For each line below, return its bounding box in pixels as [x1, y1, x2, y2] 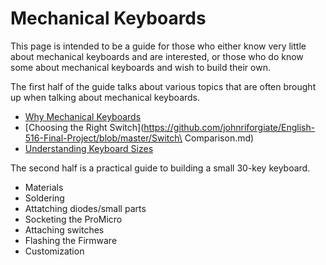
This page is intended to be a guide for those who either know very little [10, 40, 307, 52]
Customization [24, 245, 85, 257]
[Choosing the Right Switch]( [24, 121, 145, 133]
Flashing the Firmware [24, 234, 118, 246]
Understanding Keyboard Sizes [24, 142, 154, 154]
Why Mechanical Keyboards [24, 110, 142, 122]
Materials [24, 181, 64, 193]
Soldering [24, 192, 65, 204]
